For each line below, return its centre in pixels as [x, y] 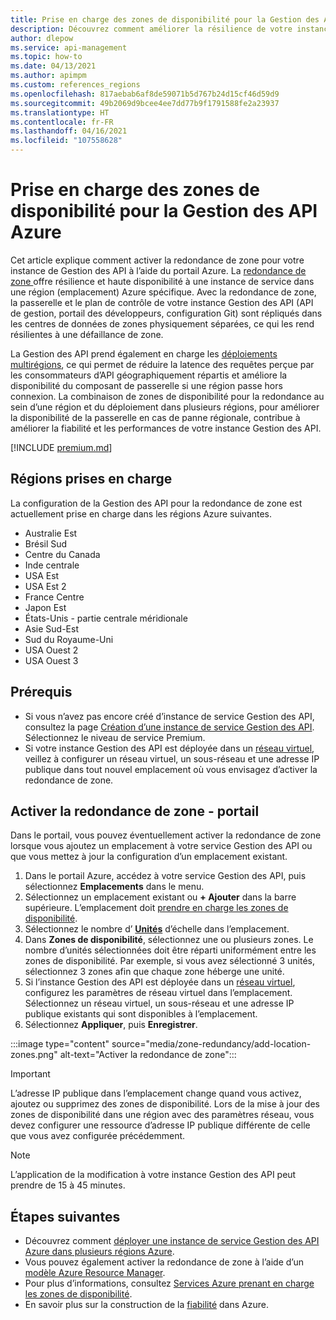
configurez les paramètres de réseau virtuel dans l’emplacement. [158, 993]
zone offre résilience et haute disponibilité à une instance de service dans [162, 281]
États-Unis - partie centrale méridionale [106, 618]
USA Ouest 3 [51, 660]
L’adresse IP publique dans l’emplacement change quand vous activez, [156, 1093]
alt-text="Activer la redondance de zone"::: [148, 1055]
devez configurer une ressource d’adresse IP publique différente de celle [160, 1125]
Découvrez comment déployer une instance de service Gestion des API [172, 1241]
